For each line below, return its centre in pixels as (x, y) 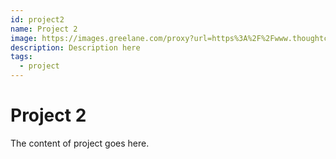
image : (24, 38)
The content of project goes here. (80, 143)
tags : (21, 57)
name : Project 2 (44, 29)
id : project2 (37, 19)
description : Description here (75, 47)
